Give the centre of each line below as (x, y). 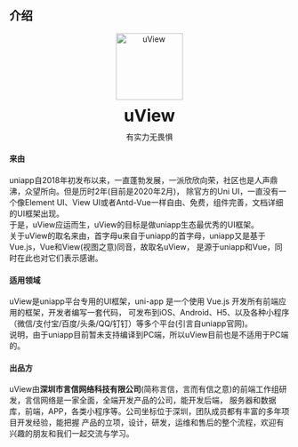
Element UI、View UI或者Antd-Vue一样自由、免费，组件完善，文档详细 (154, 203)
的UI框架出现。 (37, 214)
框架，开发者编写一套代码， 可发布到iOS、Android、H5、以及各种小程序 (157, 313)
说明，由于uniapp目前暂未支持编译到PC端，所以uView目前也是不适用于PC (145, 335)
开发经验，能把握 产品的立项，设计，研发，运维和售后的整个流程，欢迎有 (150, 423)
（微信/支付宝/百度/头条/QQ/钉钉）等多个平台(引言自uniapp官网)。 (131, 323)
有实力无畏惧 (149, 137)
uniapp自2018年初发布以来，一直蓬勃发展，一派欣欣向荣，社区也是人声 (140, 180)
